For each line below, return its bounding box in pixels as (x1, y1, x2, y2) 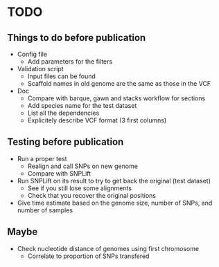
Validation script (17, 65, 64, 73)
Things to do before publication (7, 32, 146, 44)
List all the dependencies (27, 109, 100, 117)
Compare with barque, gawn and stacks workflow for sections (27, 94, 206, 102)
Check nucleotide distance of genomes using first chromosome (17, 244, 200, 252)
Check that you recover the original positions (27, 191, 156, 199)
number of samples (17, 205, 73, 214)
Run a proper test (17, 154, 67, 163)
